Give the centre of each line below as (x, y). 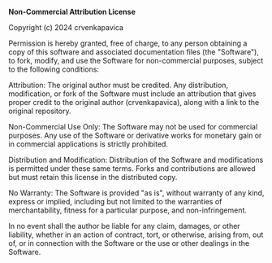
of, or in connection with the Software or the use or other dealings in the (129, 243)
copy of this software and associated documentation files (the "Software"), (134, 52)
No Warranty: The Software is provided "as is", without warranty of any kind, (136, 193)
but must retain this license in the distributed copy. (93, 177)
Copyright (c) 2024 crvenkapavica (66, 27)
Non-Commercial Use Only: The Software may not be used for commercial (133, 127)
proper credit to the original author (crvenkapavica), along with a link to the (134, 102)
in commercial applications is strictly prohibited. (89, 144)
